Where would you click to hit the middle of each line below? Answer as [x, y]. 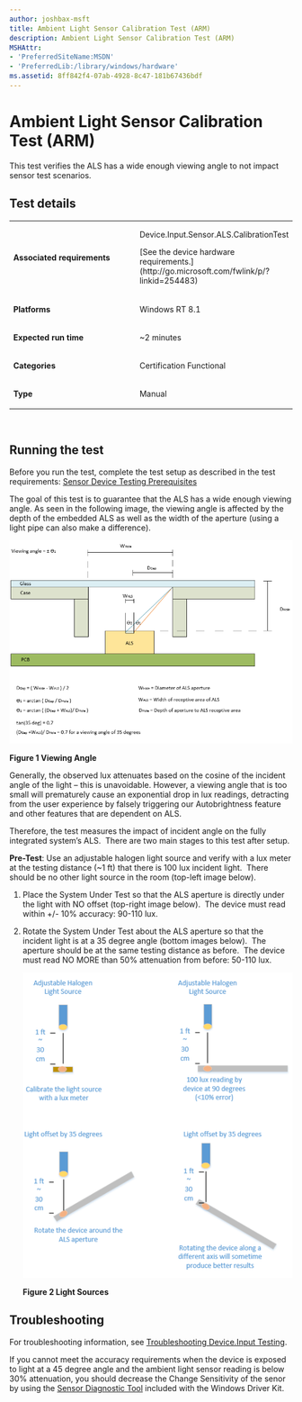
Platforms [32, 309]
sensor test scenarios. [50, 175]
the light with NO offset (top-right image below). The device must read [154, 904]
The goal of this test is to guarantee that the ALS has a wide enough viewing [151, 499]
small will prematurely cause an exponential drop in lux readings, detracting [149, 795]
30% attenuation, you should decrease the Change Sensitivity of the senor [147, 1379]
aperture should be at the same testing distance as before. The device [154, 951]
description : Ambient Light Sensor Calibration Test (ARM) [122, 38]
